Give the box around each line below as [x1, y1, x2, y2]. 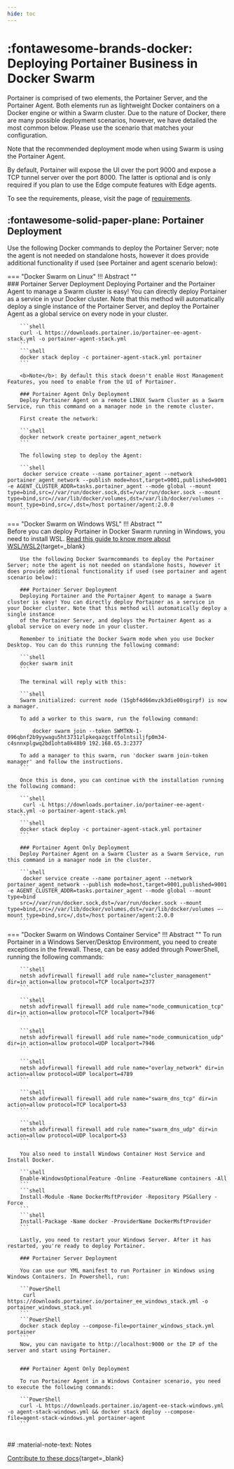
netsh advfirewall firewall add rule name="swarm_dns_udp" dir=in [20, 1126, 218, 1134]
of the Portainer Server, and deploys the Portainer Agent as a [20, 617, 212, 625]
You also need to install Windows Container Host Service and [20, 1150, 205, 1158]
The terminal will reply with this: [20, 679, 128, 686]
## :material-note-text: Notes [7, 1440, 92, 1449]
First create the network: [20, 416, 99, 423]
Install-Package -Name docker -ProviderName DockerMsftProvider [20, 1218, 212, 1225]
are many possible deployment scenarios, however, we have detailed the [7, 116, 217, 124]
